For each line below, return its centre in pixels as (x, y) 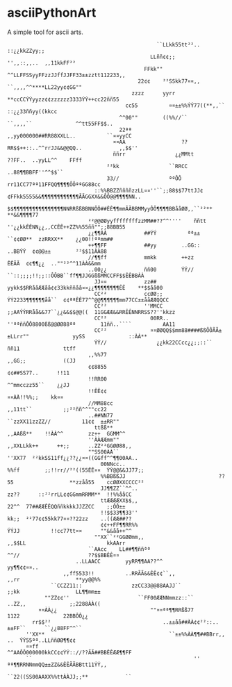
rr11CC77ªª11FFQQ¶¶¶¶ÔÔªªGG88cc (54, 184)
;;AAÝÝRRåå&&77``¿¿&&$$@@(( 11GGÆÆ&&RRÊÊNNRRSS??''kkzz (91, 312)
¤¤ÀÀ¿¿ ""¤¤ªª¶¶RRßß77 (116, 610)
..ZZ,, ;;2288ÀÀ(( (54, 604)
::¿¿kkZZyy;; (26, 51)
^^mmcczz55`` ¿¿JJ (39, 385)
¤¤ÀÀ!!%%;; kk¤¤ (35, 397)
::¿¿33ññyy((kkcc (32, 111)
